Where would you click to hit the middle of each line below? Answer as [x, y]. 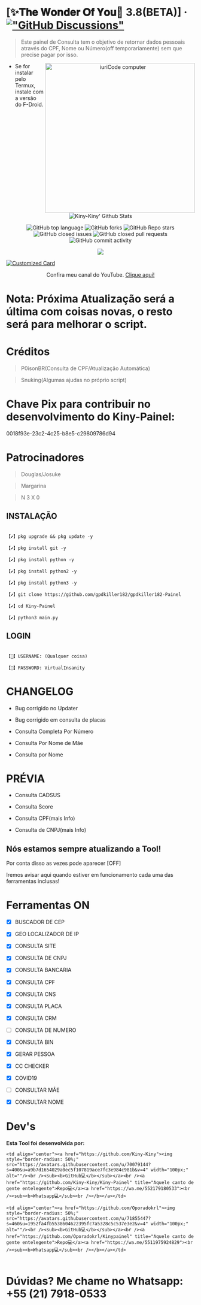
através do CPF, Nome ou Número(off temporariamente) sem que [101, 48]
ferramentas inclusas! [33, 881]
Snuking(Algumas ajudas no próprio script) [74, 380]
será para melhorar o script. [77, 324]
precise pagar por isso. [49, 54]
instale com [29, 92]
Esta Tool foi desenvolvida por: [45, 1143]
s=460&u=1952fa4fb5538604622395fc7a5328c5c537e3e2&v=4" [77, 1224]
